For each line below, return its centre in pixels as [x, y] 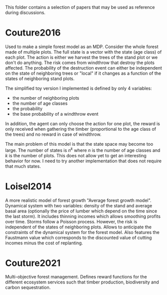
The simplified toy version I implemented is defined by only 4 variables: [78, 88]
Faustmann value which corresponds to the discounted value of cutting [78, 237]
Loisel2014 [28, 186]
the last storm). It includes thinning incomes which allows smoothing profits [83, 216]
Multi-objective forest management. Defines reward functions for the [76, 277]
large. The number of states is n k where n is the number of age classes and [83, 150]
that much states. [23, 166]
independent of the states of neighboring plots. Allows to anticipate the [78, 227]
